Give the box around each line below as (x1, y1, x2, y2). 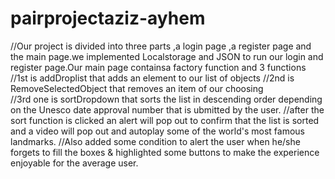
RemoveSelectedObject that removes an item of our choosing (10, 82, 264, 94)
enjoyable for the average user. (10, 157, 139, 169)
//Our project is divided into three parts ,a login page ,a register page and (10, 40, 312, 52)
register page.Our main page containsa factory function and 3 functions (10, 61, 307, 73)
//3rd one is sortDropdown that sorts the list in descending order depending (10, 93, 323, 105)
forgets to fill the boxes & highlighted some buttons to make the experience (10, 146, 320, 158)
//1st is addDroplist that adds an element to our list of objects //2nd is (10, 72, 295, 84)
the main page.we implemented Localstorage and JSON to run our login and (10, 50, 324, 62)
